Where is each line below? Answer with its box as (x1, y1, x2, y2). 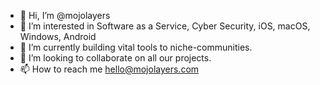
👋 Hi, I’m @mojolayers (19, 10, 111, 21)
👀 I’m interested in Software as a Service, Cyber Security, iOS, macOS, (19, 20, 311, 32)
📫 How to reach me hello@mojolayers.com (19, 63, 200, 75)
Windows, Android (19, 31, 97, 42)
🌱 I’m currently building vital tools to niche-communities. (19, 41, 253, 53)
